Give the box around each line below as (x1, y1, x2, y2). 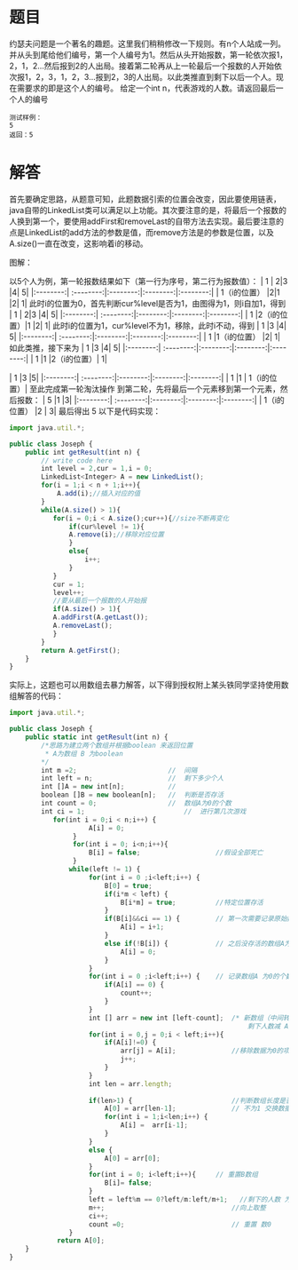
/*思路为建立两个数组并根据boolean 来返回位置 (41, 741, 193, 750)
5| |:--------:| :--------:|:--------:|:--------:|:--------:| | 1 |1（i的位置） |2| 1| (9, 331, 281, 342)
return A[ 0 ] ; (56, 1236, 105, 1245)
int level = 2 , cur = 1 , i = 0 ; (41, 464, 153, 473)
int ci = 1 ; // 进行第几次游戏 (41, 806, 247, 816)
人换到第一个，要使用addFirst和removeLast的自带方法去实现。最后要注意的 (9, 216, 284, 226)
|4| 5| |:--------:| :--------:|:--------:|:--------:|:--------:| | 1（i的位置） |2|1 (9, 287, 281, 298)
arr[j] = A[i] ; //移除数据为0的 (120, 1046, 284, 1056)
